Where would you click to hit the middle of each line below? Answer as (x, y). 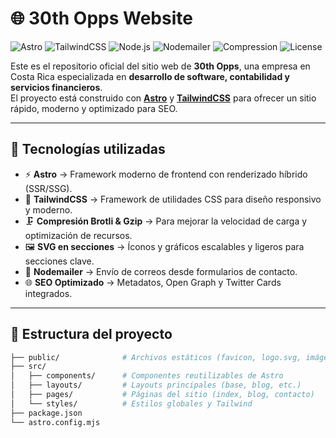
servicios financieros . (56, 87)
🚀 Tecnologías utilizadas (88, 149)
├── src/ (28, 367)
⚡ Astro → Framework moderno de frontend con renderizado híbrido (166, 174)
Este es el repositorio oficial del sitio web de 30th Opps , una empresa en (160, 66)
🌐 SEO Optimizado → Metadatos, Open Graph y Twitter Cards (153, 282)
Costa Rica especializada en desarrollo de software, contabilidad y (150, 76)
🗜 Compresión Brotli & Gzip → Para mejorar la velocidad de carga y (166, 221)
